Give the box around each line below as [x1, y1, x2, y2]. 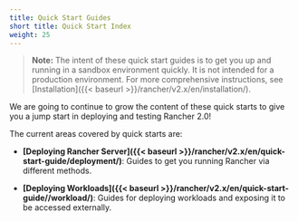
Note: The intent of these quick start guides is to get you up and [31, 55, 272, 66]
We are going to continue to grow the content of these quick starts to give [9, 101, 285, 112]
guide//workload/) [22, 192, 93, 204]
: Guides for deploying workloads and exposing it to [92, 192, 285, 204]
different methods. [22, 165, 92, 177]
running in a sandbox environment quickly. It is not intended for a [31, 64, 274, 75]
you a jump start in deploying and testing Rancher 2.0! [9, 111, 212, 122]
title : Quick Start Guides [9, 13, 111, 23]
